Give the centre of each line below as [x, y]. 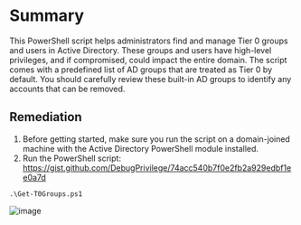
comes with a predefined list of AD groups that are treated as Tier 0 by [141, 70]
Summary [47, 16]
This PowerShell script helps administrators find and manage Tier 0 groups [149, 41]
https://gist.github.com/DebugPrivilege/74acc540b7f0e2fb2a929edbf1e [157, 167]
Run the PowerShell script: [72, 158]
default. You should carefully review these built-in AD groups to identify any [150, 79]
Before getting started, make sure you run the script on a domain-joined [156, 139]
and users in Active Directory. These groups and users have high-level [141, 50]
